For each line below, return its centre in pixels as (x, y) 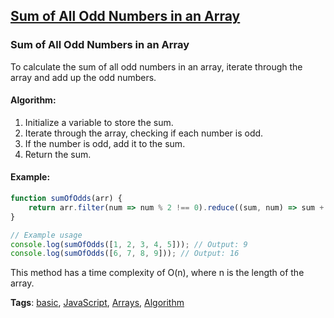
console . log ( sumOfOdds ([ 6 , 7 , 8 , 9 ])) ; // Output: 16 (125, 254)
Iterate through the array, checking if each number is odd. (144, 133)
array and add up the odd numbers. (83, 77)
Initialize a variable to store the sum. (99, 122)
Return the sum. (58, 154)
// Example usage (46, 235)
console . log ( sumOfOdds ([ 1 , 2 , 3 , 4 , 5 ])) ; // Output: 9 (129, 244)
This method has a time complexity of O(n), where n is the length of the (157, 273)
